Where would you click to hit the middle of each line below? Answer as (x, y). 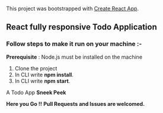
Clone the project (36, 68)
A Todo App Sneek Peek (36, 92)
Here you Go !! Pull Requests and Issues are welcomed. (76, 104)
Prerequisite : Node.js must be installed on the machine (74, 57)
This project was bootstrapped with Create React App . (73, 9)
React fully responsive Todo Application (81, 27)
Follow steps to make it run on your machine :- (74, 44)
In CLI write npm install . (44, 75)
